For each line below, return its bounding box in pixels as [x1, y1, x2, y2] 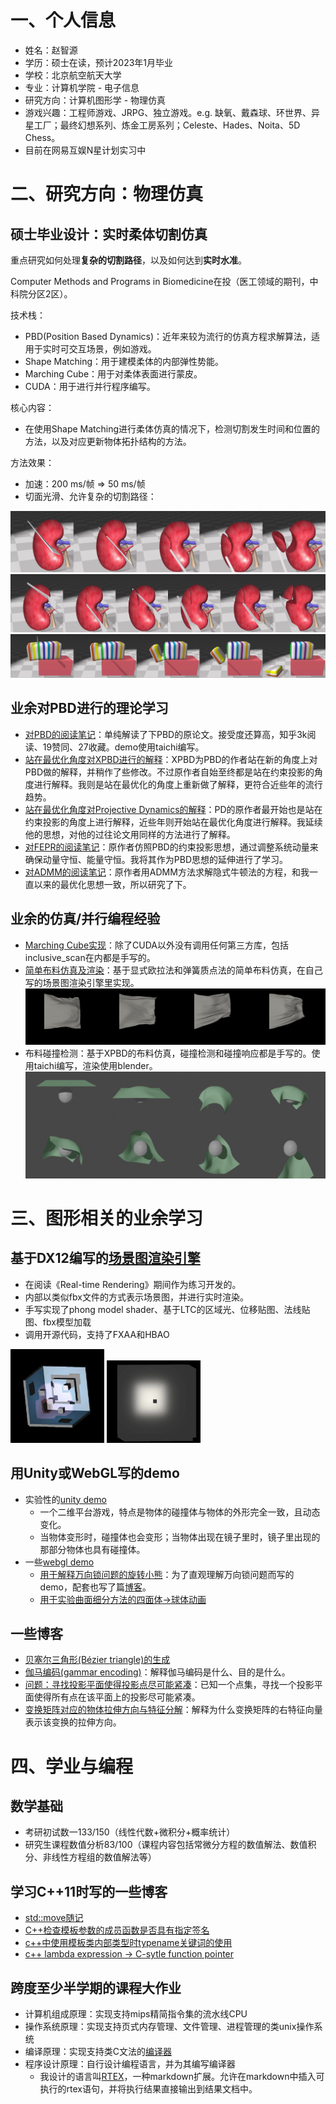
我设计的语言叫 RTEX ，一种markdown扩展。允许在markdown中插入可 [39, 2070, 325, 2082]
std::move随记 [24, 1912, 84, 1924]
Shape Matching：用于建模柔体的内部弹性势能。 [24, 355, 225, 367]
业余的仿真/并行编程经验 [10, 911, 161, 928]
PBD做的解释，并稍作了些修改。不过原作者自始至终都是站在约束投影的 [24, 766, 315, 778]
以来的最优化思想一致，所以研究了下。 [33, 878, 192, 890]
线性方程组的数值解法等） [51, 1851, 157, 1863]
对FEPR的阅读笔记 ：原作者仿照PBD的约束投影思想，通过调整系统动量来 [24, 841, 319, 853]
